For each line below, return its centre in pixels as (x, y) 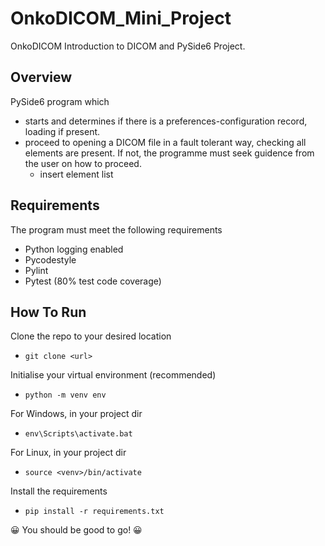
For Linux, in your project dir (68, 453)
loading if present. (62, 131)
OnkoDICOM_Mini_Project (121, 18)
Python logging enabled (74, 249)
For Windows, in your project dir (76, 414)
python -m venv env (65, 395)
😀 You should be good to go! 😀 (76, 530)
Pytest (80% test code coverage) (93, 281)
